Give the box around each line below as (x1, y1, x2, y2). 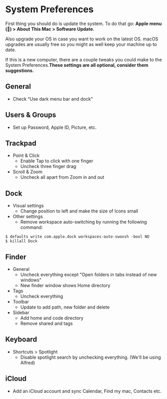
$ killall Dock (5, 239, 38, 244)
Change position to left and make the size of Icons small (20, 208, 138, 214)
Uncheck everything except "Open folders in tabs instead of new (20, 272, 157, 277)
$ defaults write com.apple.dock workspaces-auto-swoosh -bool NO (5, 234, 150, 240)
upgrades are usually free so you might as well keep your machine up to (5, 41, 157, 47)
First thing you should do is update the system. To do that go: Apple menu (5, 20, 162, 27)
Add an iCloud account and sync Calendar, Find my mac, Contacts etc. (12, 388, 162, 394)
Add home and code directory (20, 315, 84, 321)
